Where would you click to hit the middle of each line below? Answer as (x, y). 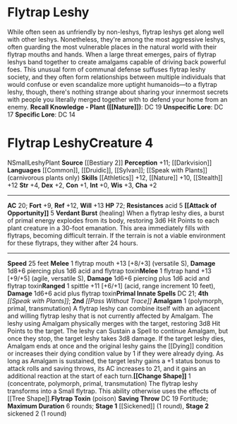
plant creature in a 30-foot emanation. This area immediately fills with (108, 228)
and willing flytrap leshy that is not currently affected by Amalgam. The (110, 316)
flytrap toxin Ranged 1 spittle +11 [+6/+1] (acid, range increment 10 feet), (111, 285)
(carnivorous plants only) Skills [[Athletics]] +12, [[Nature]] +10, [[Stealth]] (115, 177)
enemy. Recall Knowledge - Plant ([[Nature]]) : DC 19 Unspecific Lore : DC (115, 107)
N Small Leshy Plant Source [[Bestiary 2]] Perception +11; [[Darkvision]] (110, 163)
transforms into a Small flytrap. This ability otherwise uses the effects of (112, 391)
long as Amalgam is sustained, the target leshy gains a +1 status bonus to (114, 360)
